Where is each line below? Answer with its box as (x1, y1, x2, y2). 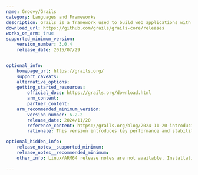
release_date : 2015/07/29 (16, 47, 81, 53)
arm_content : (27, 95, 60, 102)
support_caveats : (16, 73, 60, 79)
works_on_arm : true (6, 31, 54, 36)
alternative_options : (16, 79, 70, 85)
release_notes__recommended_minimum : (16, 150, 110, 156)
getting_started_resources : (16, 85, 85, 90)
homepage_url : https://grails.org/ (16, 68, 104, 74)
